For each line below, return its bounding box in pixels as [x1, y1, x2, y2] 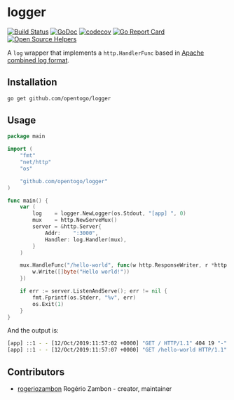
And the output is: [7, 326, 59, 335]
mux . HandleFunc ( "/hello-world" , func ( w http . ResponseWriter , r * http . [20, 262, 230, 269]
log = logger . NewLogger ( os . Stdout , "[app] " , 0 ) [32, 210, 187, 218]
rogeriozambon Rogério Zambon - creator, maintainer [17, 385, 172, 393]
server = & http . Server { [32, 223, 102, 230]
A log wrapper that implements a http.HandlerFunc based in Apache [7, 48, 205, 57]
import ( [7, 145, 33, 153]
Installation [7, 76, 57, 88]
